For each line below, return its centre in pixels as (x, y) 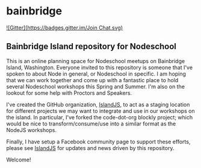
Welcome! (19, 160)
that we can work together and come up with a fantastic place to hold (92, 80)
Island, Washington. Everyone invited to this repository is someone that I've (100, 67)
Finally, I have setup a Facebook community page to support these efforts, (98, 142)
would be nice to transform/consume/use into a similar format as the (91, 124)
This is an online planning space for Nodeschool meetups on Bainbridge (96, 61)
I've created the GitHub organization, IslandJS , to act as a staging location (98, 104)
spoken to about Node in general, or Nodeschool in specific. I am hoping (96, 74)
